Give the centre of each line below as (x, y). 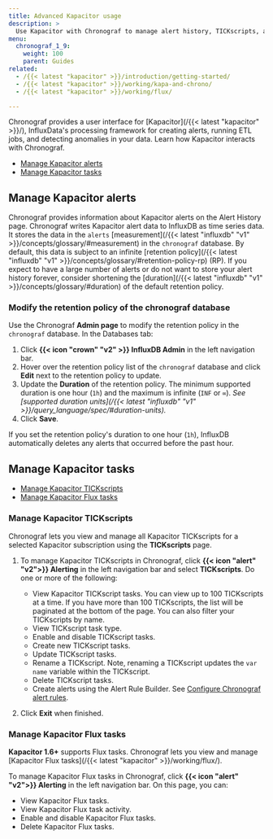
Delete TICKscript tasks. (73, 680)
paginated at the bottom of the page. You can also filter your (133, 610)
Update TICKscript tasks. (74, 654)
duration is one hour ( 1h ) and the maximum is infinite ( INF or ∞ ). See (133, 393)
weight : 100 (43, 54)
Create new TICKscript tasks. (81, 645)
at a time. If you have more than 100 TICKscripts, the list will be (138, 602)
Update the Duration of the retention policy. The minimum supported (135, 384)
